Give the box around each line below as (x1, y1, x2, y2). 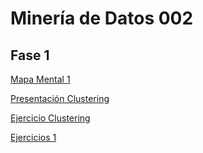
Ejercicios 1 (10, 132, 57, 143)
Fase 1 (10, 47, 50, 64)
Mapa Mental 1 (10, 73, 71, 85)
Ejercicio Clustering (10, 112, 91, 124)
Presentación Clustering (10, 93, 110, 104)
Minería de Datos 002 (10, 7, 194, 30)
